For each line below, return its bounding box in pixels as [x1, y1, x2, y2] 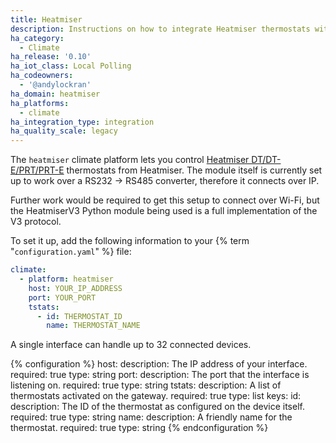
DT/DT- [251, 154, 282, 166]
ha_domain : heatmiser [10, 89, 101, 99]
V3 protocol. [10, 216, 62, 228]
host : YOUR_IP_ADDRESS [28, 283, 123, 293]
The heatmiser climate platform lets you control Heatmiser [10, 154, 250, 166]
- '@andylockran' [19, 80, 92, 90]
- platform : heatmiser [19, 274, 114, 284]
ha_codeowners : [10, 71, 74, 81]
